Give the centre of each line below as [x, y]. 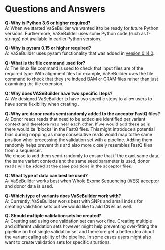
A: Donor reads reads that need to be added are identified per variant [75, 119]
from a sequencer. [24, 150]
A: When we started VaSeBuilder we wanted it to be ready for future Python [82, 28]
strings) [13, 39]
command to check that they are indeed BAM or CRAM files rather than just [82, 79]
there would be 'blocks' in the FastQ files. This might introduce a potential [80, 129]
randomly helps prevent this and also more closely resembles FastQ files [79, 145]
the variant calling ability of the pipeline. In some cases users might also [78, 237]
